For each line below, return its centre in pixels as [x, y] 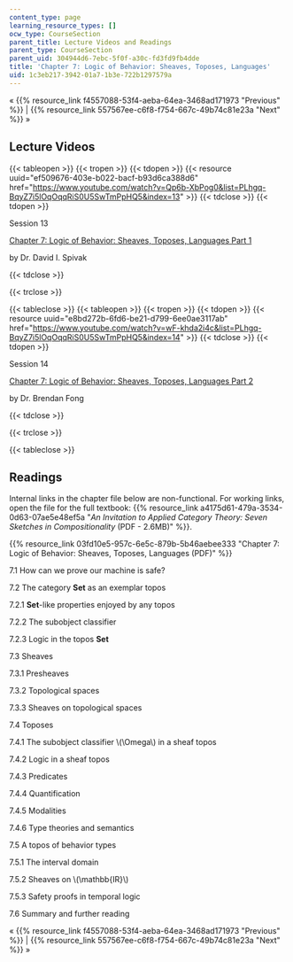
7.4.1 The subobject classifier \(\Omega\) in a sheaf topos [113, 742]
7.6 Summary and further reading [69, 914]
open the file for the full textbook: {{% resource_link [104, 508]
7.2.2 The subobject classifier [63, 622]
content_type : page [45, 17]
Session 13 [29, 223]
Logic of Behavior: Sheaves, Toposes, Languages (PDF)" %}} [121, 554]
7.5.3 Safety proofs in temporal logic [75, 896]
